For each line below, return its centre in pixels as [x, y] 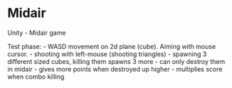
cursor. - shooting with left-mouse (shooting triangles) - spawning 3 [107, 54]
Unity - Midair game [37, 33]
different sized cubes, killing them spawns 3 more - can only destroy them [116, 61]
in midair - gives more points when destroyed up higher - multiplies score [115, 69]
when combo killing [36, 77]
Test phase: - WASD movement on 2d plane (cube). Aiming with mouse [112, 46]
